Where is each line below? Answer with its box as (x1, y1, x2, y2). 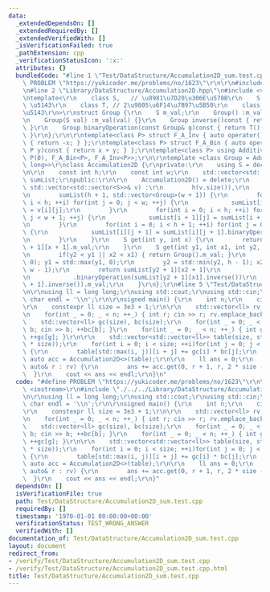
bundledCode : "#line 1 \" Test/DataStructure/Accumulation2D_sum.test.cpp (15, 71, 268, 80)
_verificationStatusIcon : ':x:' (15, 57, 125, 65)
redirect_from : (8, 549, 59, 557)
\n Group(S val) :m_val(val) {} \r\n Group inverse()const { (22, 116, 250, 125)
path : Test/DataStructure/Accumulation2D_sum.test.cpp (15, 497, 203, 505)
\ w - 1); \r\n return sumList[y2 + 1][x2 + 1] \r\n (22, 266, 221, 274)
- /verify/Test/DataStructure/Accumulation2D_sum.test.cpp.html (8, 564, 228, 573)
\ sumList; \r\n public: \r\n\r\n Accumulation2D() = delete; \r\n (22, 176, 250, 185)
